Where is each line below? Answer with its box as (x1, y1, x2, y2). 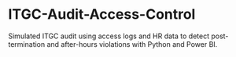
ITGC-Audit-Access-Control (8, 5, 196, 23)
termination (8, 39, 46, 48)
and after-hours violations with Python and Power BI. (46, 39, 218, 48)
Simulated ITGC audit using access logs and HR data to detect (8, 31, 210, 41)
